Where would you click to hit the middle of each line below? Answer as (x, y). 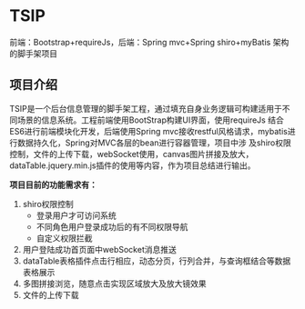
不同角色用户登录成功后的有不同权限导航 (112, 226)
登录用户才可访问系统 (76, 215)
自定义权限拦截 (64, 238)
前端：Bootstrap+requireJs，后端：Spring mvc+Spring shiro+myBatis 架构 (149, 42)
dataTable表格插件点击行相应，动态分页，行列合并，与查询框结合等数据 (157, 261)
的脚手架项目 (33, 53)
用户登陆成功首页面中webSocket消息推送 (100, 249)
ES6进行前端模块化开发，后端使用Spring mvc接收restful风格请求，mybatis (149, 131)
